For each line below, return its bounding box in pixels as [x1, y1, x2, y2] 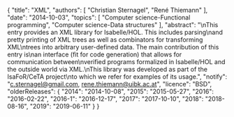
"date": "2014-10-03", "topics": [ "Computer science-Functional [7, 13, 191, 22]
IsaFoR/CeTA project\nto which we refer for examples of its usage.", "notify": [7, 72, 228, 81]
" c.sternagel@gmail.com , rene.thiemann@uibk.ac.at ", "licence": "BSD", [7, 80, 212, 88]
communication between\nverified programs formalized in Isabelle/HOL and [7, 58, 226, 65]
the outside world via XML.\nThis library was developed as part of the [7, 65, 208, 73]
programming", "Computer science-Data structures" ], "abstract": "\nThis [7, 21, 219, 29]
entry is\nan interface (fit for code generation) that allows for [7, 50, 182, 58]
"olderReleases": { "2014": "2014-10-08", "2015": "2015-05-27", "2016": [7, 87, 214, 95]
